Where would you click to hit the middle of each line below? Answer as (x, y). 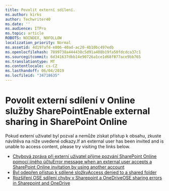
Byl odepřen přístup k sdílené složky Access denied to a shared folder (84, 172)
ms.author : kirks (23, 15)
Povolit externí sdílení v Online (70, 101)
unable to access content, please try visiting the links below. (68, 146)
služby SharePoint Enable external (78, 111)
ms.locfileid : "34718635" (32, 76)
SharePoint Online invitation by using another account (68, 167)
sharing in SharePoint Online (66, 122)
